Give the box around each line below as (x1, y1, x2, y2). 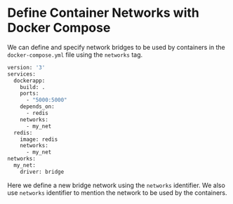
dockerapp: (13, 77, 46, 84)
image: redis (20, 135, 58, 143)
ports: (20, 90, 39, 97)
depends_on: (20, 103, 55, 110)
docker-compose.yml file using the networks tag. (7, 50, 143, 59)
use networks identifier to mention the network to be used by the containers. (7, 188, 227, 197)
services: (7, 70, 36, 78)
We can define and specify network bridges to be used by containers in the (7, 43, 226, 51)
